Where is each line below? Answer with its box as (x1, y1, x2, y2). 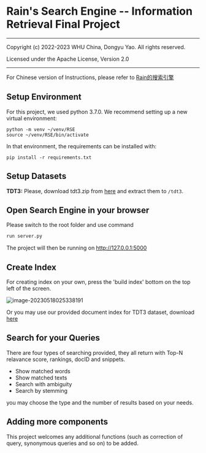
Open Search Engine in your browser (6, 205, 150, 215)
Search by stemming (15, 387, 68, 394)
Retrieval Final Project (6, 17, 121, 31)
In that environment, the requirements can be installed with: (6, 142, 157, 150)
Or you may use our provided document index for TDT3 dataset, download (6, 308, 195, 316)
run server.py (6, 233, 43, 240)
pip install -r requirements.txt (6, 154, 92, 161)
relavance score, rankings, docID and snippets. (6, 356, 126, 363)
